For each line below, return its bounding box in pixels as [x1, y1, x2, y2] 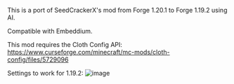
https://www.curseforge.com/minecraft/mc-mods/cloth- [7, 48, 170, 56]
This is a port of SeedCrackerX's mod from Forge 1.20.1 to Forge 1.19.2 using [7, 6, 228, 14]
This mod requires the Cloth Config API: [7, 41, 123, 48]
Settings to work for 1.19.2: [7, 69, 84, 77]
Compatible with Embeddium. [7, 27, 93, 35]
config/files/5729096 [7, 55, 69, 64]
